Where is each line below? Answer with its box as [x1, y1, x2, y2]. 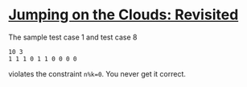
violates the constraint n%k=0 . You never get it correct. [8, 68, 187, 78]
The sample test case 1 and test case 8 [8, 32, 138, 42]
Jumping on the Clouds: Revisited [8, 6, 239, 24]
